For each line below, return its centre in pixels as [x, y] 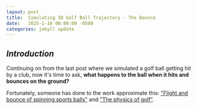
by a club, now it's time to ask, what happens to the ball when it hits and [98, 75]
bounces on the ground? [38, 81]
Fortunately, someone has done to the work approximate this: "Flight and [97, 93]
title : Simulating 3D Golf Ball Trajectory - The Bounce [81, 18]
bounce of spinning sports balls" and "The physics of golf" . [80, 100]
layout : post [23, 12]
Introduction [30, 53]
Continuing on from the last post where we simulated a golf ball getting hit [98, 68]
